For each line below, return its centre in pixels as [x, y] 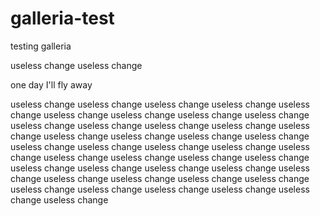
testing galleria [41, 46]
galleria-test [62, 18]
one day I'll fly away [51, 84]
